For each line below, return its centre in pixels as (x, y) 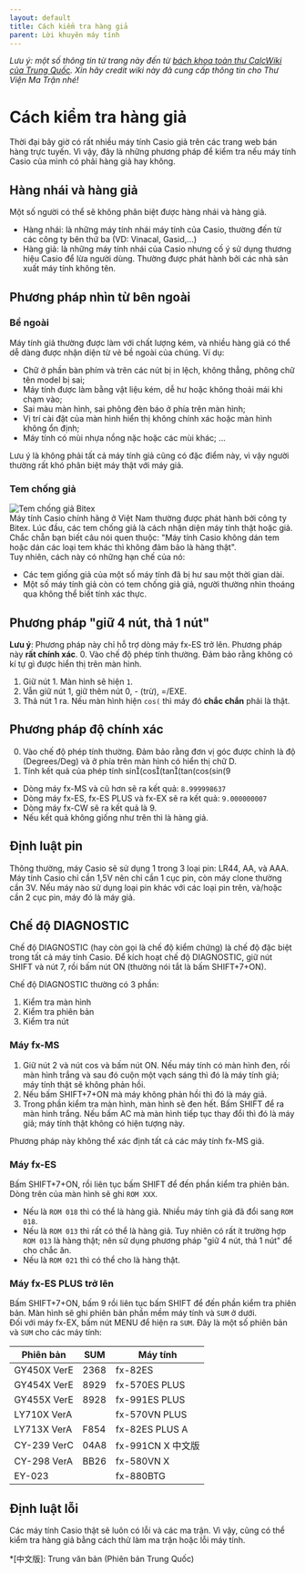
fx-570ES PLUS (150, 1385)
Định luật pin (46, 847)
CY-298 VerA (44, 1461)
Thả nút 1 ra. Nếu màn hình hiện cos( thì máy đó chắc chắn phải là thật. (156, 700)
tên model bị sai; (54, 380)
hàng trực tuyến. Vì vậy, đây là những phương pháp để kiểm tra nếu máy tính (153, 152)
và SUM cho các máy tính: (56, 1333)
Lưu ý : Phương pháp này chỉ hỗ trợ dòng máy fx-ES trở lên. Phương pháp (146, 644)
